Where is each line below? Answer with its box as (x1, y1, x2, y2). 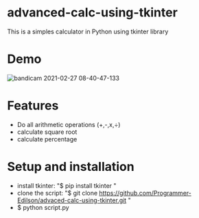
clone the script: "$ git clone (16, 189, 98, 197)
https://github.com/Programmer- (99, 189, 192, 197)
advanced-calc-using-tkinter (7, 5, 178, 21)
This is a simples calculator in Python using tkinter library (7, 27, 169, 36)
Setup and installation (7, 159, 135, 174)
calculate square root (16, 128, 78, 136)
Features (7, 98, 59, 113)
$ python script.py (16, 203, 70, 211)
